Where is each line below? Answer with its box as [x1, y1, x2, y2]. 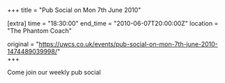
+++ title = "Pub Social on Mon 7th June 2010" [7, 6, 141, 14]
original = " [7, 40, 40, 48]
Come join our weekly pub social [7, 68, 101, 76]
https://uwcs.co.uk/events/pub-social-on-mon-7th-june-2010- [38, 40, 218, 48]
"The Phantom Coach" [7, 27, 72, 35]
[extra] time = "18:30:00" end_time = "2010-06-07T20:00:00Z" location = [7, 19, 219, 27]
